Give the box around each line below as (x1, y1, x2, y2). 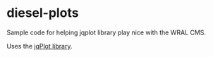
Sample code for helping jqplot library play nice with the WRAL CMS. (6, 28, 206, 37)
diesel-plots (6, 5, 79, 21)
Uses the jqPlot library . (6, 42, 73, 50)
